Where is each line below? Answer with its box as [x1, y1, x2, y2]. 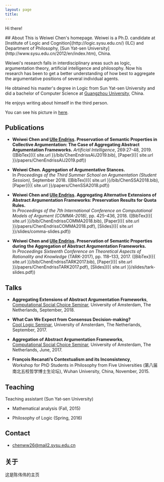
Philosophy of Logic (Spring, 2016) [12, 415, 82, 421]
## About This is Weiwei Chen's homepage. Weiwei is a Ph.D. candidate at [5, 35, 156, 41]
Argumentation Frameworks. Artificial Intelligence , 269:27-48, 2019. [12, 147, 152, 153]
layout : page [5, 7, 32, 12]
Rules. [12, 202, 26, 209]
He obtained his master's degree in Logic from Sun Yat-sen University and [5, 85, 155, 91]
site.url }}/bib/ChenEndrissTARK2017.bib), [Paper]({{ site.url [12, 259, 132, 265]
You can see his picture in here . [5, 109, 69, 115]
